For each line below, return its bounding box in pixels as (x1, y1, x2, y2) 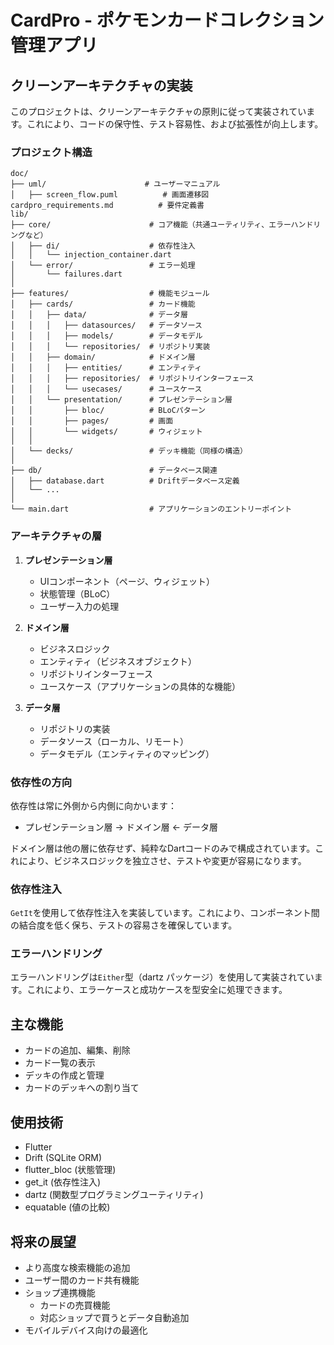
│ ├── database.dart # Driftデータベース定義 (10, 476, 240, 486)
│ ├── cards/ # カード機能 (10, 299, 196, 310)
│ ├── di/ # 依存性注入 (10, 241, 196, 251)
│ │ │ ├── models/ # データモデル (10, 331, 203, 341)
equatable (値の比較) (24, 1201, 111, 1213)
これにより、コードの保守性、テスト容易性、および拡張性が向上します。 (26, 118, 324, 130)
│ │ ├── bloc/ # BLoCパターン (10, 406, 206, 416)
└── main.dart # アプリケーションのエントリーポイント (10, 504, 293, 515)
